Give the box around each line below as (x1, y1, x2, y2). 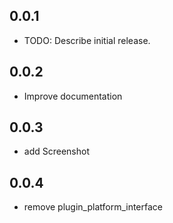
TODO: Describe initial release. (23, 34, 151, 46)
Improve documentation (23, 90, 123, 102)
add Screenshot (23, 145, 90, 158)
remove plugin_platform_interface (23, 201, 164, 213)
